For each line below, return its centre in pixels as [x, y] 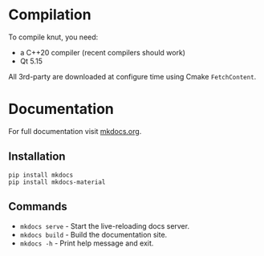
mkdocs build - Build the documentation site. [93, 234]
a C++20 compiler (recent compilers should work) [103, 52]
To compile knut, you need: [53, 37]
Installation [37, 157]
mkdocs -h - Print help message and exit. [87, 243]
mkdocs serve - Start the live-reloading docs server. [105, 226]
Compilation [50, 15]
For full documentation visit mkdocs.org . [75, 131]
